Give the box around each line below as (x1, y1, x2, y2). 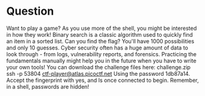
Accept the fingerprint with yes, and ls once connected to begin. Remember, (6, 76, 199, 84)
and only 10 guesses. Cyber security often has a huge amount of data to (6, 44, 188, 51)
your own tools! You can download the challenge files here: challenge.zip (6, 63, 191, 71)
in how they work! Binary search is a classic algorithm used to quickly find (6, 31, 193, 38)
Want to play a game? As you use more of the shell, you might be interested (6, 24, 197, 32)
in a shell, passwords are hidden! (6, 83, 90, 90)
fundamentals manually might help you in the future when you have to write (6, 57, 197, 64)
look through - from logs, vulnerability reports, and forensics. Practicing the (6, 50, 197, 57)
